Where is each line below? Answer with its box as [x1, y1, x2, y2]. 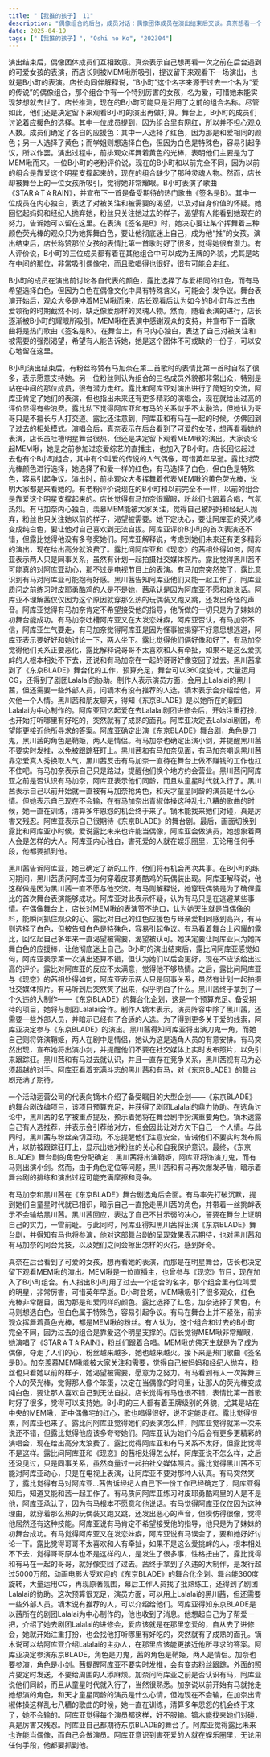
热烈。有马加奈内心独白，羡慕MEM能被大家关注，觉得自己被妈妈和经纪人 [8, 504, 251, 514]
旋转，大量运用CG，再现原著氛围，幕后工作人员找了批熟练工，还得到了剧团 [8, 1579, 259, 1589]
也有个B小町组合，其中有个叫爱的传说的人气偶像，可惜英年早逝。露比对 [14, 454, 253, 464]
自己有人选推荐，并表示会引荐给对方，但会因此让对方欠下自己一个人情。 [8, 1122, 247, 1132]
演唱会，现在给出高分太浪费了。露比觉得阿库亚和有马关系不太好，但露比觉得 [8, 1438, 262, 1448]
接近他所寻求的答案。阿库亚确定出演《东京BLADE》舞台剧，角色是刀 [29, 726, 257, 735]
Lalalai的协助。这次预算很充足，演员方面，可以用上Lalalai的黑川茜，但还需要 [8, 1590, 262, 1599]
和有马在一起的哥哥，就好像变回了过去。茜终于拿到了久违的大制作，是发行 [8, 1559, 255, 1569]
